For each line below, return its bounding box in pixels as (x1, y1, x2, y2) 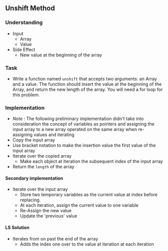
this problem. (12, 91, 40, 97)
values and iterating (33, 132, 75, 138)
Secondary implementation (5, 175, 64, 181)
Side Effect (12, 46, 36, 52)
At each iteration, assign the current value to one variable (20, 202, 139, 208)
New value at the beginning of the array (20, 52, 102, 58)
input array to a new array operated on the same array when (12, 127, 137, 133)
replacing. (20, 197, 41, 203)
